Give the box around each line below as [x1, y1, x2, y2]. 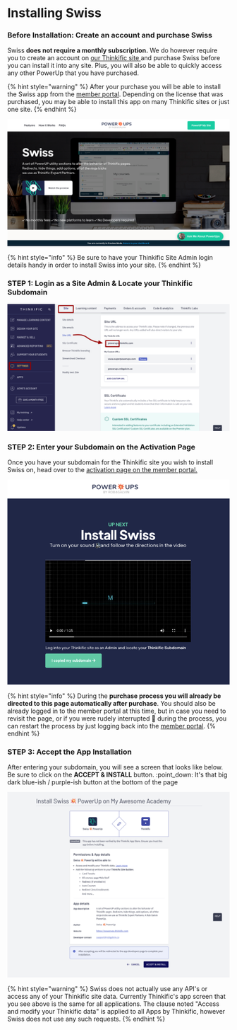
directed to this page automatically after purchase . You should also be [7, 699, 217, 707]
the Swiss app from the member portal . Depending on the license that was [7, 90, 224, 98]
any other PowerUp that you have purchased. [7, 69, 140, 77]
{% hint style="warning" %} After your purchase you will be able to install [7, 83, 221, 91]
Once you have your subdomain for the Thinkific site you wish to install [7, 458, 214, 467]
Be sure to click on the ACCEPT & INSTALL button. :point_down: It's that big [7, 770, 228, 779]
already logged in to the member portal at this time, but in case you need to [7, 706, 226, 715]
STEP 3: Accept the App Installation [7, 747, 132, 757]
